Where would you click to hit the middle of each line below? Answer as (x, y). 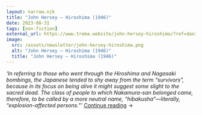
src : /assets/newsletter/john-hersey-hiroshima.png (78, 46)
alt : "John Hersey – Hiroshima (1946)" (62, 51)
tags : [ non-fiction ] (32, 28)
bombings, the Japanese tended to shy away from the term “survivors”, (95, 80)
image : (14, 40)
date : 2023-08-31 (28, 23)
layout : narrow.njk (31, 12)
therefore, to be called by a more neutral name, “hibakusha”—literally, (93, 99)
